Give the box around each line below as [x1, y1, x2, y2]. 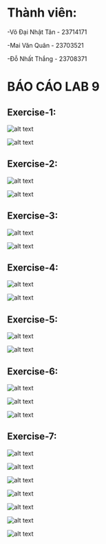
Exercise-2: [7, 158, 58, 170]
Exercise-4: [7, 262, 59, 273]
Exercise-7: [7, 430, 57, 442]
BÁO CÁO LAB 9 [7, 79, 100, 95]
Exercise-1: [7, 106, 56, 118]
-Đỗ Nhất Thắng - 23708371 [7, 54, 87, 63]
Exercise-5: [7, 314, 59, 325]
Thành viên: [7, 5, 77, 21]
